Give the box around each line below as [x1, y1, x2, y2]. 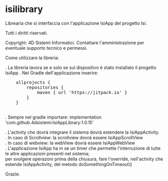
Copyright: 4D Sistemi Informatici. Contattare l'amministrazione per [5, 39, 144, 46]
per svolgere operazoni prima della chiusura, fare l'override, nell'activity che [5, 156, 163, 162]
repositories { [26, 84, 64, 90]
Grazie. [5, 171, 20, 177]
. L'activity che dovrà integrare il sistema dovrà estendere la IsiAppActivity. [5, 129, 160, 135]
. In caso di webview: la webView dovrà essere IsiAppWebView [5, 140, 135, 146]
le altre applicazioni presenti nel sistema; [5, 150, 90, 156]
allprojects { [16, 79, 51, 85]
